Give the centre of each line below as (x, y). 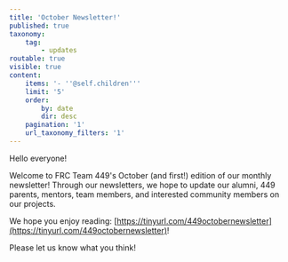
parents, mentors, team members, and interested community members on (144, 194)
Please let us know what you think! (72, 247)
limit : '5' (45, 91)
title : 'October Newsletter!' (65, 17)
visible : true (36, 67)
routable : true (37, 59)
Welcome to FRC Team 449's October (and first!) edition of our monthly (140, 175)
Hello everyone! (38, 158)
